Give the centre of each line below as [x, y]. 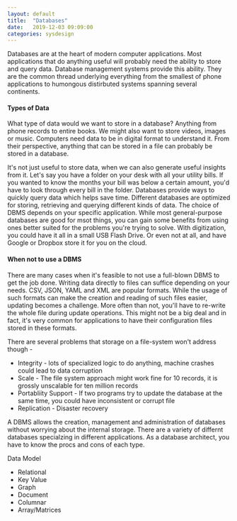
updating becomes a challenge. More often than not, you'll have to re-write [117, 305]
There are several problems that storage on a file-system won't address [112, 341]
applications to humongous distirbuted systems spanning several [102, 84]
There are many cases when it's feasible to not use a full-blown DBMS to [114, 275]
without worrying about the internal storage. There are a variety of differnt [115, 429]
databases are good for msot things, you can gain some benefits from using [118, 220]
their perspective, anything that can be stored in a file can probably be [110, 146]
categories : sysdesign [41, 34]
